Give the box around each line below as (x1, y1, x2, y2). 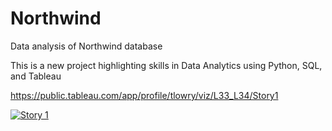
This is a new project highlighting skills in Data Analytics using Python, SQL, (10, 59, 323, 71)
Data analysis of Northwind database (10, 40, 163, 52)
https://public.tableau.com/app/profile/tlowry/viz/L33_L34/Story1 (10, 89, 279, 101)
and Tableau (10, 70, 62, 82)
